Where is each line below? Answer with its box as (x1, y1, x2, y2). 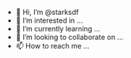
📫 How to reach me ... (15, 42, 90, 50)
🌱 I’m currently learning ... (15, 24, 101, 33)
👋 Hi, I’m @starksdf (15, 8, 79, 16)
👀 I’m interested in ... (15, 16, 83, 25)
